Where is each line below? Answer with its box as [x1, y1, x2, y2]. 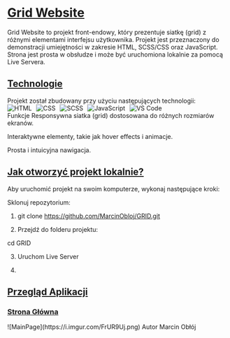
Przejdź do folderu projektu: [17, 225, 99, 233]
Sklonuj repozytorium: [7, 198, 71, 207]
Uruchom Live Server [17, 252, 79, 260]
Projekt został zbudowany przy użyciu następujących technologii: [7, 96, 196, 105]
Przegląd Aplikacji [7, 286, 89, 297]
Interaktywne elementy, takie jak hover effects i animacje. [7, 132, 173, 140]
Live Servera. [7, 57, 45, 66]
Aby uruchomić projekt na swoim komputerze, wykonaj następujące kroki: [7, 184, 220, 193]
